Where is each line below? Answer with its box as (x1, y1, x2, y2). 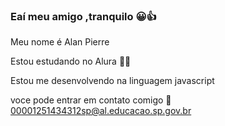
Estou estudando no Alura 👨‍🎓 (10, 55, 132, 68)
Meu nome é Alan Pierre (10, 36, 110, 48)
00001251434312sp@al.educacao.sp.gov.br (10, 105, 192, 117)
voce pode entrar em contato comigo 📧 (10, 94, 172, 106)
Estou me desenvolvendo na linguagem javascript (10, 75, 215, 87)
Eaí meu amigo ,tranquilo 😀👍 (10, 9, 157, 23)
